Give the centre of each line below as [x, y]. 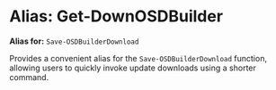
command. [29, 77]
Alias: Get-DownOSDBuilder [116, 16]
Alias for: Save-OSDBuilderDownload [74, 41]
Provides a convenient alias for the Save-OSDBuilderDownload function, [138, 58]
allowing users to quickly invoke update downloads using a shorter [133, 68]
